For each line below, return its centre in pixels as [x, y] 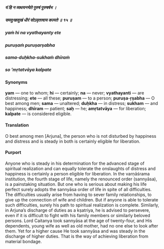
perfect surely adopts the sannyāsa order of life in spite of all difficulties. [79, 189]
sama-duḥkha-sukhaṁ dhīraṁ [38, 57]
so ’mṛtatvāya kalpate [28, 70]
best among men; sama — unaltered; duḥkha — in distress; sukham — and [82, 103]
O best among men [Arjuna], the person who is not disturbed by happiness [81, 136]
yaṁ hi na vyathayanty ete [33, 33]
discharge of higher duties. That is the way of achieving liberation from [77, 236]
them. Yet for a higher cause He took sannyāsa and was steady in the [75, 231]
